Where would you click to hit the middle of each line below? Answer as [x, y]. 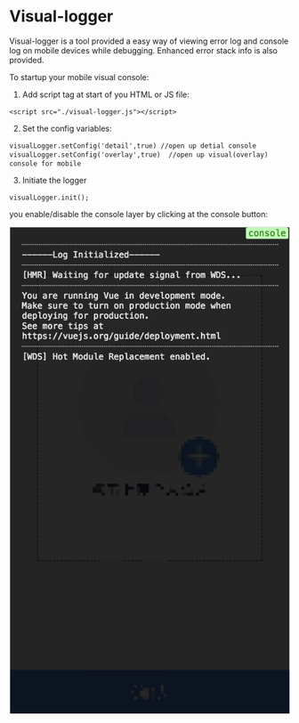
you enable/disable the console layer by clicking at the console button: [139, 214]
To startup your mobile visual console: [79, 77]
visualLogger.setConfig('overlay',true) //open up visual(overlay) [139, 154]
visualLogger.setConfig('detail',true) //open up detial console [133, 146]
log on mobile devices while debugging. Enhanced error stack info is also [143, 50]
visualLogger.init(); [49, 198]
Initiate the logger [54, 180]
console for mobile [45, 163]
